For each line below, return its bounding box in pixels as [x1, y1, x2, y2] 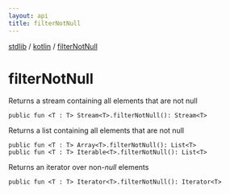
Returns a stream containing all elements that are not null [8, 96, 198, 105]
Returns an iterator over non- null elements [8, 163, 149, 172]
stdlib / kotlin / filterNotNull [8, 41, 98, 51]
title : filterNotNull [8, 19, 82, 27]
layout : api [8, 11, 48, 20]
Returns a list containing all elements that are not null [8, 126, 184, 135]
